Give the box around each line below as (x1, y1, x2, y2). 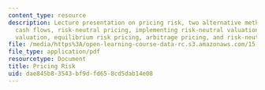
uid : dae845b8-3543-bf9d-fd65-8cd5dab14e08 (8, 70, 154, 77)
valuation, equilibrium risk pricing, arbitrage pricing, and (15, 33, 224, 41)
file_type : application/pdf (8, 48, 101, 56)
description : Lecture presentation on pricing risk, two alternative (8, 19, 242, 27)
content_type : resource (8, 11, 87, 20)
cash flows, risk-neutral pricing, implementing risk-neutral (15, 26, 224, 34)
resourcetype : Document (8, 56, 87, 63)
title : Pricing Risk (8, 63, 77, 70)
